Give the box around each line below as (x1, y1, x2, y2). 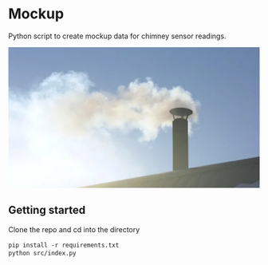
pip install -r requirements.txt (8, 241, 120, 249)
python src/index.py (8, 249, 77, 257)
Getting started (8, 204, 86, 217)
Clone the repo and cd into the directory (8, 224, 140, 234)
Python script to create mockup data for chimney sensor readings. (8, 31, 227, 41)
